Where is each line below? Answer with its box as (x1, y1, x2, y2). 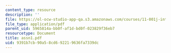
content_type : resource (5, 7, 56, 13)
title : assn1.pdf (5, 36, 42, 41)
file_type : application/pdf (5, 21, 65, 27)
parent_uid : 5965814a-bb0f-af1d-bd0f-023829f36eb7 (5, 26, 115, 31)
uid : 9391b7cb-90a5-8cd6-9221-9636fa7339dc (5, 40, 99, 45)
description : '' (5, 12, 40, 17)
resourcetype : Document (5, 31, 56, 36)
